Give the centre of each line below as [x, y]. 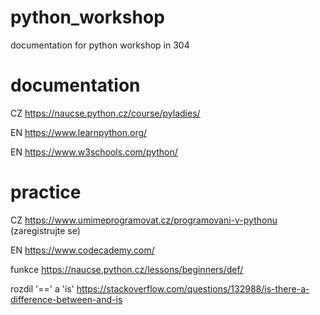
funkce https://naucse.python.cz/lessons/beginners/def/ [127, 269]
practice [46, 192]
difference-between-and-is [66, 299]
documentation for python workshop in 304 [100, 45]
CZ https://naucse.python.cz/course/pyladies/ [105, 113]
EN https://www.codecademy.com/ [82, 250]
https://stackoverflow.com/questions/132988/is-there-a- [193, 288]
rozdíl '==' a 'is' [42, 288]
